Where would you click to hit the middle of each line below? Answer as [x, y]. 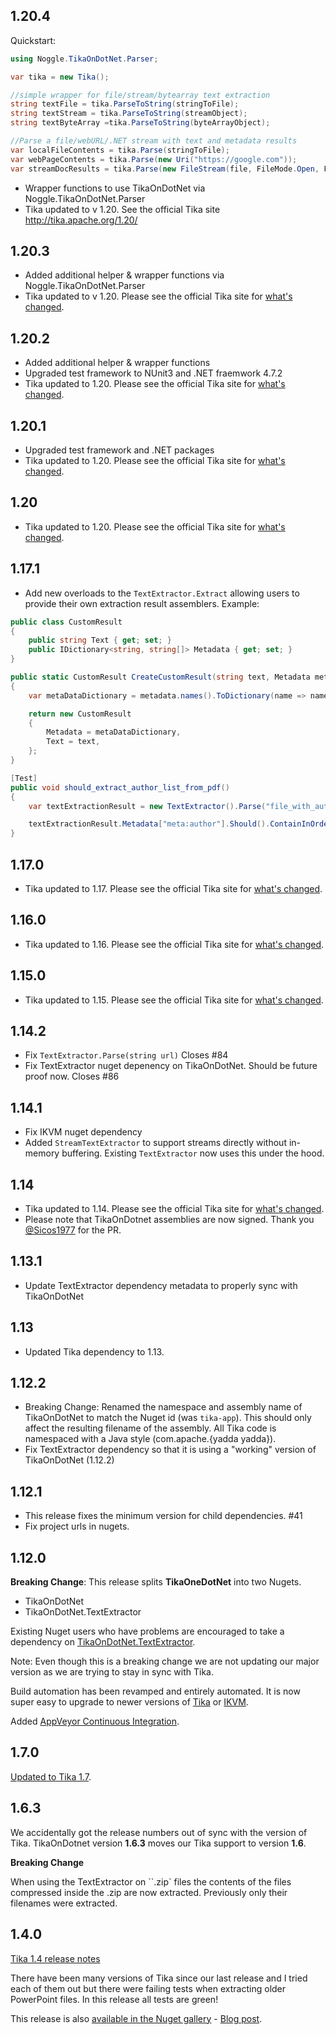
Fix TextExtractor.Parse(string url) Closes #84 [126, 1055]
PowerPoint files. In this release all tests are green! [114, 1999]
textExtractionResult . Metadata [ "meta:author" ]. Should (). [149, 824]
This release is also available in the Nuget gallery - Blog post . [136, 2018]
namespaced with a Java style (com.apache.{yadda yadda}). [150, 1439]
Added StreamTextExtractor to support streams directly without [155, 1143]
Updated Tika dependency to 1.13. [94, 1351]
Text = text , [73, 742]
